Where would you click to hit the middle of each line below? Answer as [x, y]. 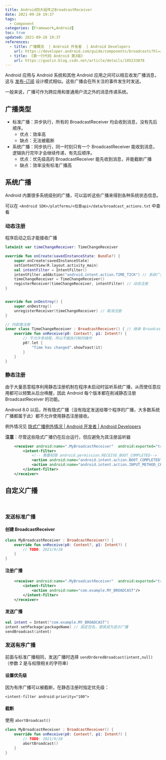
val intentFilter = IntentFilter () [51, 270]
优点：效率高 [33, 134]
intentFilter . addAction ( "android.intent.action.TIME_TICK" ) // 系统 [85, 275]
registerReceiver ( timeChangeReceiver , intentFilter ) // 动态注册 [81, 284]
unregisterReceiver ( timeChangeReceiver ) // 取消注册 [68, 311]
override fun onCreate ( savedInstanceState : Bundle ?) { [63, 256]
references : [17, 42]
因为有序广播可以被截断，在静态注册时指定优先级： [57, 688]
